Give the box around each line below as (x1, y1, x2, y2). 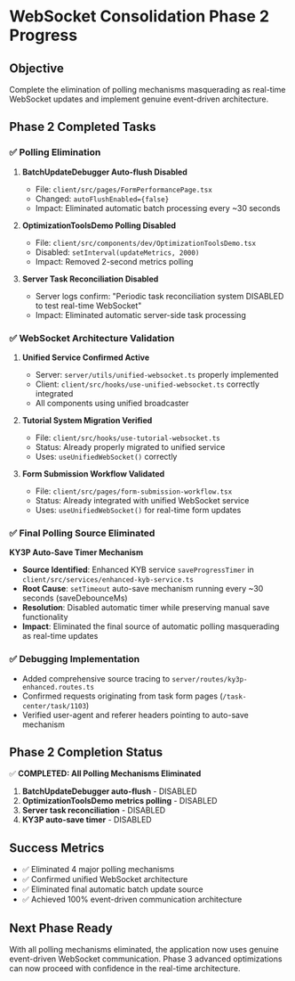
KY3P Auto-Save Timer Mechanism (9, 547, 144, 558)
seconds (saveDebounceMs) (21, 593, 128, 603)
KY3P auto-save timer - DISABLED (21, 814, 153, 825)
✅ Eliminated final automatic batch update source (21, 884, 204, 895)
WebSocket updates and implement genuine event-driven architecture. (9, 94, 269, 104)
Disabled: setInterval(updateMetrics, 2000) (35, 247, 200, 258)
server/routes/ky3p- (171, 674, 248, 683)
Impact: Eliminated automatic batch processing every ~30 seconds (35, 202, 281, 213)
